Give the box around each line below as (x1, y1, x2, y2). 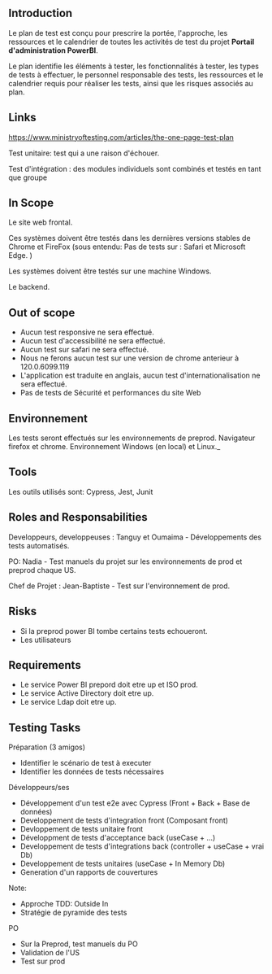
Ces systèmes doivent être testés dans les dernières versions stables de (8, 234, 251, 243)
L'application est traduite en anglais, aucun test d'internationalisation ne (19, 370, 261, 381)
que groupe (8, 173, 47, 182)
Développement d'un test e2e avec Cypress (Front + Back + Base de (19, 798, 250, 808)
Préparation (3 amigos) (8, 742, 86, 752)
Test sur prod (19, 956, 66, 967)
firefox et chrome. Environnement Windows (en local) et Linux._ (8, 442, 221, 452)
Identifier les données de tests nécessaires (19, 767, 165, 776)
